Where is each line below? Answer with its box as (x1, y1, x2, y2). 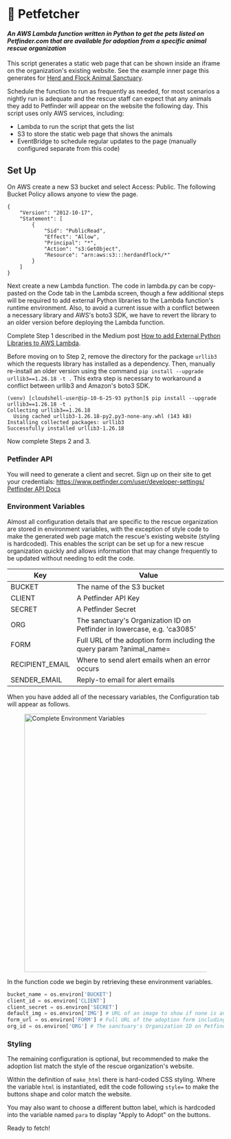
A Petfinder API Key (76, 593, 140, 603)
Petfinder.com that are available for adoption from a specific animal (7, 36, 207, 45)
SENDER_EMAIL (10, 675, 63, 685)
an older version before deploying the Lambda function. (7, 318, 165, 326)
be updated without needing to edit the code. (7, 554, 135, 562)
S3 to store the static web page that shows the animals (16, 130, 173, 138)
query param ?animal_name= (76, 644, 170, 654)
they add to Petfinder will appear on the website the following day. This (7, 102, 208, 110)
